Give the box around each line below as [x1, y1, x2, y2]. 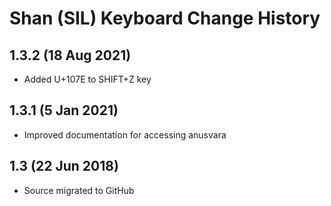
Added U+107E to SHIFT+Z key [23, 73, 152, 85]
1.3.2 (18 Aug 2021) [9, 47, 132, 64]
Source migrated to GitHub [23, 184, 135, 196]
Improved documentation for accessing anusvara [23, 128, 227, 141]
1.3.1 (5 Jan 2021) [9, 102, 119, 119]
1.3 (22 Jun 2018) [9, 158, 119, 175]
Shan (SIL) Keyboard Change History [9, 7, 321, 30]
